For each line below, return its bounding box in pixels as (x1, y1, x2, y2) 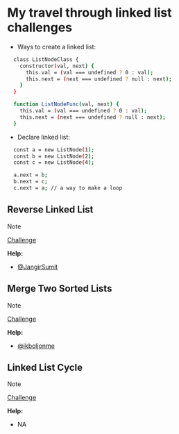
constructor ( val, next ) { (19, 62, 95, 69)
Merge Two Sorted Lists (7, 283, 112, 294)
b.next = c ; (13, 178, 49, 185)
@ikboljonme (17, 342, 56, 350)
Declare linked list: (17, 133, 71, 141)
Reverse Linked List (7, 203, 94, 216)
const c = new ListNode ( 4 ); (13, 159, 95, 166)
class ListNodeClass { (13, 56, 79, 63)
